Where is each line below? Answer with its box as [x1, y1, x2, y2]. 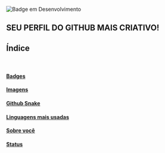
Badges [6, 72, 26, 80]
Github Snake [6, 99, 41, 107]
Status [6, 140, 23, 148]
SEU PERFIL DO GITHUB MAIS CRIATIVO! [6, 23, 160, 33]
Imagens [6, 86, 29, 93]
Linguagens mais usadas [6, 113, 70, 120]
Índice [6, 43, 30, 53]
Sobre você [6, 127, 35, 134]
